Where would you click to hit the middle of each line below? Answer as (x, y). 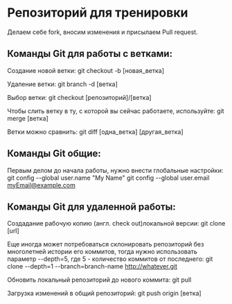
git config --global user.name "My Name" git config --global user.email (108, 178)
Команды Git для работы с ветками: (90, 54)
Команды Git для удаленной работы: (92, 206)
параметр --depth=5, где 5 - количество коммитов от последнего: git (110, 259)
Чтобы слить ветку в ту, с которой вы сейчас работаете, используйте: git (116, 111)
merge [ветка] (28, 118)
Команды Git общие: (54, 154)
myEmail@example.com (42, 185)
